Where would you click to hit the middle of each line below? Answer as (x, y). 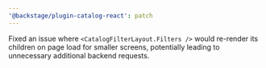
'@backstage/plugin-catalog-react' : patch (81, 16)
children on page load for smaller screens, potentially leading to (114, 47)
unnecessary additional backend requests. (79, 55)
